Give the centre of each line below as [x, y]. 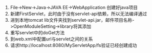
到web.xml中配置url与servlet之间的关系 [51, 39]
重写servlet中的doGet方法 [37, 33]
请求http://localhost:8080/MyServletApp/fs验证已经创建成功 [73, 45]
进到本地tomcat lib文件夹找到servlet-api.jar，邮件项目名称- [72, 20]
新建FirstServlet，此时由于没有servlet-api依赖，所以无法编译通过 [79, 14]
